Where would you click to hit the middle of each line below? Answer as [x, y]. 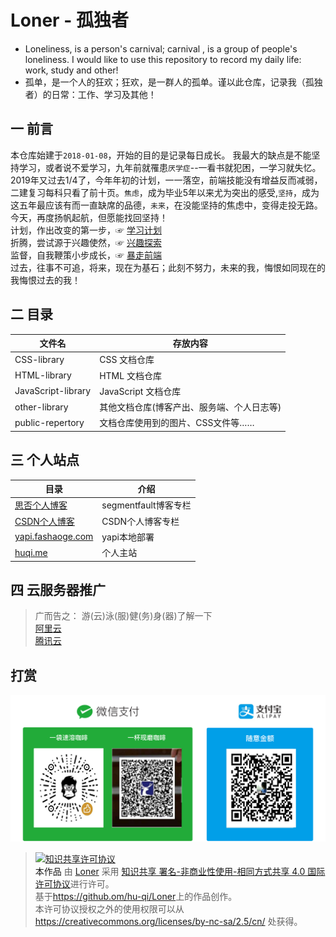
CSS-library [39, 359]
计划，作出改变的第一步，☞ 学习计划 [86, 230]
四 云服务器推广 [58, 590]
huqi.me [31, 552]
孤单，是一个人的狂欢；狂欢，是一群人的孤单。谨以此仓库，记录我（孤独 [173, 82]
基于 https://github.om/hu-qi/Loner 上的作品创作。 [136, 897]
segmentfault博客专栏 [146, 505]
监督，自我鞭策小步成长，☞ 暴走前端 [86, 255]
